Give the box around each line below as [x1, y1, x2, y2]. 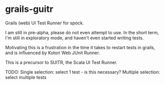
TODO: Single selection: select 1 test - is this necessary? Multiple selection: [5, 69, 160, 75]
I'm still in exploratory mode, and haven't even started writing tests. [5, 35, 144, 41]
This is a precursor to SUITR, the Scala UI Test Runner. [5, 59, 117, 65]
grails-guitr [5, 3, 53, 15]
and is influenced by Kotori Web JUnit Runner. [5, 50, 100, 56]
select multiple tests [5, 74, 46, 80]
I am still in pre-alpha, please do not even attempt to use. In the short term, [5, 29, 159, 35]
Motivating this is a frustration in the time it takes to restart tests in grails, [5, 44, 155, 50]
